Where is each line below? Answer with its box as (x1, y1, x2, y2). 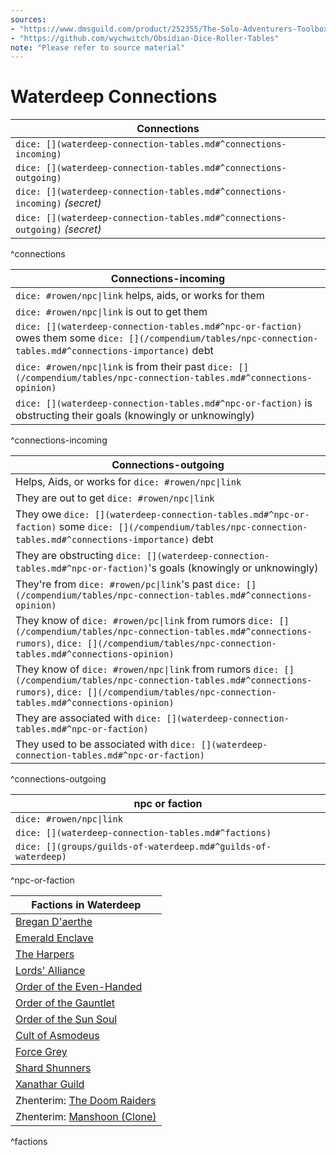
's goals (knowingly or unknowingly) (148, 561, 319, 575)
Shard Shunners (15, 1061, 92, 1075)
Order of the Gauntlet (15, 996, 116, 1010)
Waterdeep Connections (10, 86, 218, 108)
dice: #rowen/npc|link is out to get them (15, 305, 208, 319)
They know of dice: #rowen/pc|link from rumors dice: (15, 614, 275, 628)
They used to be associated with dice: (15, 737, 197, 751)
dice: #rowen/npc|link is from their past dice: (15, 360, 234, 374)
